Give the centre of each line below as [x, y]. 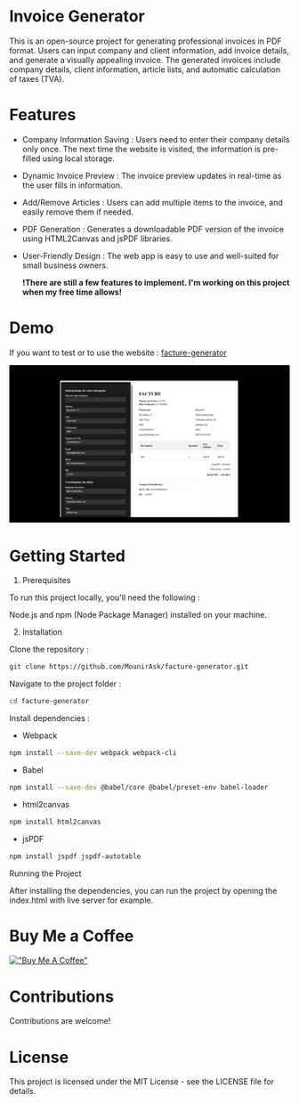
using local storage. [78, 158]
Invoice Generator [77, 16]
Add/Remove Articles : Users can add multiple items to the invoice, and [152, 202]
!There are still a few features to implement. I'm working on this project [156, 282]
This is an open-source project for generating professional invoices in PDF [145, 41]
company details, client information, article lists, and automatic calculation [145, 69]
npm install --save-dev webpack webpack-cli [93, 753]
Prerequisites [46, 580]
